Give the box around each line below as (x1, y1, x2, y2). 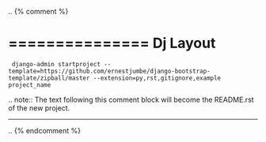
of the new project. (8, 103, 70, 113)
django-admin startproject (11, 60, 101, 68)
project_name (8, 80, 51, 89)
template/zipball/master (8, 74, 90, 82)
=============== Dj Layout (8, 35, 216, 52)
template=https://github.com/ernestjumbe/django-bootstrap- (8, 67, 211, 75)
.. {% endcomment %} (8, 125, 82, 135)
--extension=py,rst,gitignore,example (93, 74, 222, 82)
